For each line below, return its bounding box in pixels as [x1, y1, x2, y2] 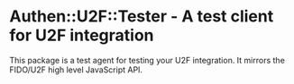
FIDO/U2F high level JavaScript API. [9, 64, 142, 75]
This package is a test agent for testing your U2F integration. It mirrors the [9, 55, 286, 65]
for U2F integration [9, 25, 155, 46]
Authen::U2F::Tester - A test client [9, 6, 274, 27]
